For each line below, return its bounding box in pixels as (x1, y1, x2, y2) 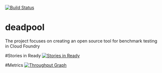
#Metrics (5, 62, 24, 68)
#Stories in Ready (5, 52, 41, 58)
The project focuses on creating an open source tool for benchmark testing (5, 38, 158, 44)
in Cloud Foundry (5, 43, 40, 49)
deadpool (5, 22, 45, 33)
